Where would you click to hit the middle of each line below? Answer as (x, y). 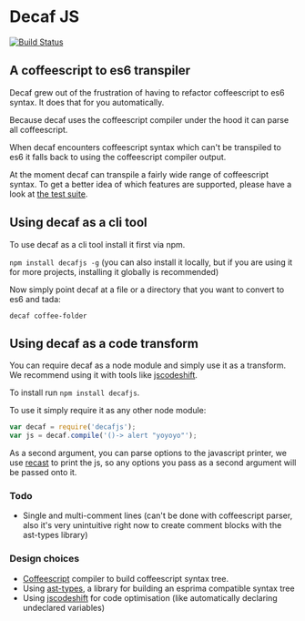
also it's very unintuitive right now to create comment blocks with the (152, 525)
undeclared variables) (63, 607)
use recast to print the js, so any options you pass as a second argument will (153, 463)
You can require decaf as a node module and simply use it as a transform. (148, 365)
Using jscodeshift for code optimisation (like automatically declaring (150, 597)
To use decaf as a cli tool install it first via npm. (97, 244)
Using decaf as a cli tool (78, 223)
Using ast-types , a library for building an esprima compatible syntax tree (158, 588)
